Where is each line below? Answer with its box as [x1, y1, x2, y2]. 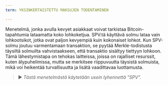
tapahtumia [5, 31, 29, 37]
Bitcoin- [127, 26, 144, 32]
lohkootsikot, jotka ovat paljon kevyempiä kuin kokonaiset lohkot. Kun [5, 37, 152, 43]
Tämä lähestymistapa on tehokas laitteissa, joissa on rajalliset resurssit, [5, 53, 156, 59]
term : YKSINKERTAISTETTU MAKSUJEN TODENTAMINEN [5, 7, 109, 13]
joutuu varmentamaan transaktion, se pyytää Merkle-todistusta [19, 42, 152, 49]
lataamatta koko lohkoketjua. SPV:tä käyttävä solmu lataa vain [30, 31, 160, 37]
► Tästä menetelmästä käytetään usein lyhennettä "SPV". [17, 74, 141, 80]
